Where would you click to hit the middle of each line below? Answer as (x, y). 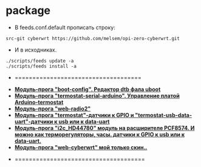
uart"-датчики (34, 121)
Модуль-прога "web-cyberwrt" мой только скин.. (81, 147)
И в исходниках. (36, 50)
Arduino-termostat (39, 102)
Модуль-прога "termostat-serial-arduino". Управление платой (97, 95)
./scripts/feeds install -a (41, 66)
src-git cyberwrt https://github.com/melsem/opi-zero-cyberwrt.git (93, 38)
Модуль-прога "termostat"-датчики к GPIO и (74, 115)
